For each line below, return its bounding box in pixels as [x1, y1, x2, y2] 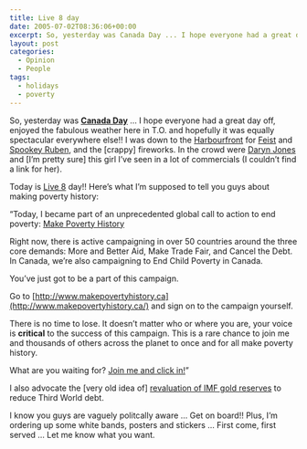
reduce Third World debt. [9, 392, 105, 402]
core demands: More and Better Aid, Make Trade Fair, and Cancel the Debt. [9, 245, 293, 256]
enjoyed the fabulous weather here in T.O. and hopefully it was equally [9, 124, 275, 135]
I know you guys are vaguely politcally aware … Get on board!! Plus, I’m [9, 410, 279, 421]
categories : [9, 47, 55, 57]
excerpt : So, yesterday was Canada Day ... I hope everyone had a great [9, 30, 292, 39]
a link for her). [9, 163, 62, 174]
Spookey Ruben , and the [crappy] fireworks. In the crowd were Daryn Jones [9, 143, 296, 155]
